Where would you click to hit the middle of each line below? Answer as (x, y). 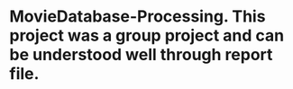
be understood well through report (141, 55)
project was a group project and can (147, 36)
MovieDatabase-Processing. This (137, 17)
